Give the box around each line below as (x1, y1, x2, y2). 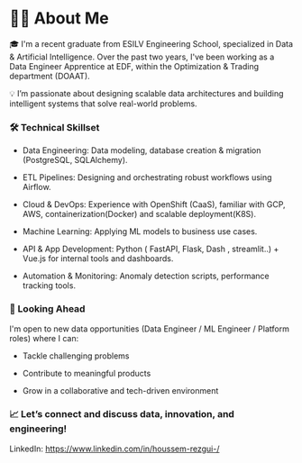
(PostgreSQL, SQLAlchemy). (22, 155, 128, 166)
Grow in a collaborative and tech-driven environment (22, 385, 219, 395)
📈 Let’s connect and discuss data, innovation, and (9, 408, 234, 421)
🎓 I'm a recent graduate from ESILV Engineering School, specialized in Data (9, 38, 294, 49)
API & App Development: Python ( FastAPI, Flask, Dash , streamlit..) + (22, 243, 279, 255)
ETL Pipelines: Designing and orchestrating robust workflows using (22, 172, 272, 183)
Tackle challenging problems (22, 350, 130, 361)
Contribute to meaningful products (22, 368, 151, 378)
